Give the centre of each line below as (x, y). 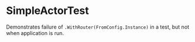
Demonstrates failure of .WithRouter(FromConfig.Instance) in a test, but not (98, 27)
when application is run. (35, 33)
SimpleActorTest (48, 11)
